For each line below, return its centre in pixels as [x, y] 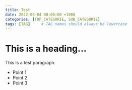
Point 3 [20, 83]
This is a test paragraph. [30, 63]
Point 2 [20, 78]
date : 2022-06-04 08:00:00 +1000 [40, 15]
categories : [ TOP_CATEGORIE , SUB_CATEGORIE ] [53, 19]
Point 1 [19, 72]
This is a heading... [46, 49]
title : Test [18, 10]
